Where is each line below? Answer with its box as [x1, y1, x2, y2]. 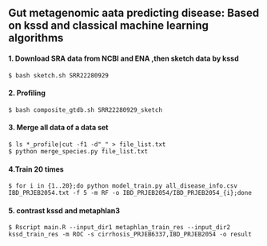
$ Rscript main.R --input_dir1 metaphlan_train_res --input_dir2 [8, 224, 230, 232]
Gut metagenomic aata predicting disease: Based [8, 6, 260, 20]
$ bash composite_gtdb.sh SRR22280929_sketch [8, 105, 162, 114]
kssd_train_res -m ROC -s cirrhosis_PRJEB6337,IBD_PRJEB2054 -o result [8, 231, 252, 239]
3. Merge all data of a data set [8, 123, 109, 133]
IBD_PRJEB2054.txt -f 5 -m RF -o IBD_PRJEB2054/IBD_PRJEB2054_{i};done [8, 189, 252, 197]
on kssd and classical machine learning [8, 19, 209, 33]
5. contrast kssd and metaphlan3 [8, 205, 121, 215]
